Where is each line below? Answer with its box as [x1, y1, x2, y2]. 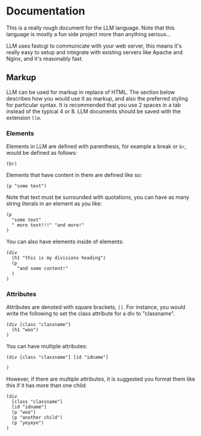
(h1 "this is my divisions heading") [11, 255, 106, 261]
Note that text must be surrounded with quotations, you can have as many [6, 194, 190, 201]
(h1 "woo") [11, 327, 39, 333]
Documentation [6, 4, 86, 18]
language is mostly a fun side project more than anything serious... [6, 30, 171, 37]
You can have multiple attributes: [6, 343, 88, 350]
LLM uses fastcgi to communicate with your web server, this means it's [6, 42, 182, 49]
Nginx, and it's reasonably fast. [6, 55, 83, 62]
